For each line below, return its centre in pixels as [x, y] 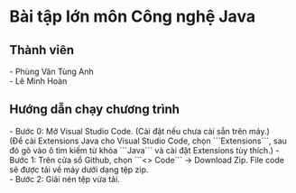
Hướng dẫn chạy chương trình [95, 110]
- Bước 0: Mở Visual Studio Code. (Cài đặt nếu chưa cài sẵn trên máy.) [140, 131]
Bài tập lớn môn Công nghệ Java [132, 17]
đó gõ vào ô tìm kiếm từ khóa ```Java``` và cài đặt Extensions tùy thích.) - [144, 150]
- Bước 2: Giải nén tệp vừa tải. [65, 179]
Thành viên [42, 50]
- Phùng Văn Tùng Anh [51, 71]
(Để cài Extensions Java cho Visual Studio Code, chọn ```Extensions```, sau [148, 141]
